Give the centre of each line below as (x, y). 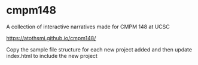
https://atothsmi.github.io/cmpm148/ (51, 38)
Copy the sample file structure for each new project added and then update (99, 49)
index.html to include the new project (52, 56)
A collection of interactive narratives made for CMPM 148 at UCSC (88, 27)
